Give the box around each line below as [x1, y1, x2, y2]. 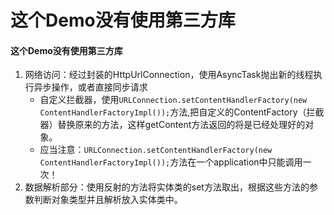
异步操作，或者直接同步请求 [33, 81, 148, 93]
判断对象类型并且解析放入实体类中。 [33, 194, 183, 206]
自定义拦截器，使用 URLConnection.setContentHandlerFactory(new [39, 94, 308, 106]
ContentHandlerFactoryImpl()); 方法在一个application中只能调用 [39, 156, 303, 168]
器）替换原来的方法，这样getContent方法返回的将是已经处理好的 [39, 119, 306, 131]
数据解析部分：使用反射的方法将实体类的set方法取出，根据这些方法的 [24, 181, 310, 193]
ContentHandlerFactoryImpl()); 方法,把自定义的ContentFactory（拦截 [39, 106, 325, 118]
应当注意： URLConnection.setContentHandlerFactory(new [39, 144, 273, 156]
